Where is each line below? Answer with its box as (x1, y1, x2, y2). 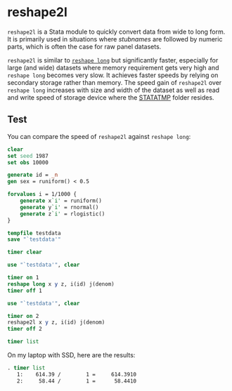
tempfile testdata (7, 230, 61, 237)
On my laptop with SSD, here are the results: (7, 351, 136, 359)
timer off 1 (7, 287, 42, 294)
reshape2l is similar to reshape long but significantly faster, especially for (7, 55, 219, 64)
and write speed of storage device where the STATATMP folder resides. (7, 93, 214, 102)
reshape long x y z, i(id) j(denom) (7, 280, 115, 288)
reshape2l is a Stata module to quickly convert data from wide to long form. (7, 27, 226, 36)
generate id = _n (7, 171, 58, 179)
